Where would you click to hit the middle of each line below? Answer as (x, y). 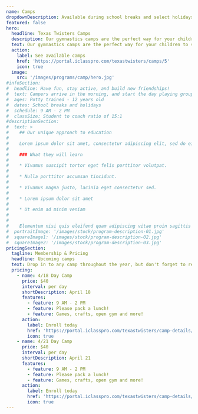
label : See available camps (51, 56)
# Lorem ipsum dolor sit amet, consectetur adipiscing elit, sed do (96, 143)
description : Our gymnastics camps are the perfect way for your (93, 39)
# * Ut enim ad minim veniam (46, 210)
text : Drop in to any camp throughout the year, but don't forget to (98, 265)
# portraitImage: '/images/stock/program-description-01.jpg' (85, 231)
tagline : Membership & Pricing (50, 254)
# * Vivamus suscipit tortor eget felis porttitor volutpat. (87, 166)
